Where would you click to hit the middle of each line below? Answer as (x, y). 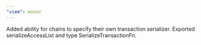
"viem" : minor (24, 12)
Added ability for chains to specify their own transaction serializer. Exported (101, 29)
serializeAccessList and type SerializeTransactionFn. (72, 35)
